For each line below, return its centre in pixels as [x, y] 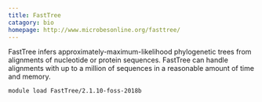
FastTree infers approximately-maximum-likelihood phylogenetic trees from [130, 52]
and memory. [29, 77]
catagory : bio [31, 23]
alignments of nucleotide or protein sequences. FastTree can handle [118, 60]
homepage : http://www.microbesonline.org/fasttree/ [94, 30]
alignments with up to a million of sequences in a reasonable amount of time [131, 69]
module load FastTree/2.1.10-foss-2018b [75, 91]
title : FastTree [35, 15]
